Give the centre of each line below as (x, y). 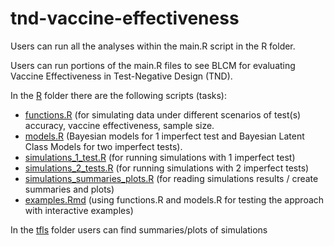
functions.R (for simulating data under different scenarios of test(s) (163, 114)
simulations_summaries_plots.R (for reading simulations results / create (171, 178)
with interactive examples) (79, 210)
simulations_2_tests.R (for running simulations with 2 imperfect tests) (167, 168)
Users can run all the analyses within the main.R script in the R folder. (153, 46)
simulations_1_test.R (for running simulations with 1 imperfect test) (160, 157)
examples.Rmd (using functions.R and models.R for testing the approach (174, 199)
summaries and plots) (69, 189)
